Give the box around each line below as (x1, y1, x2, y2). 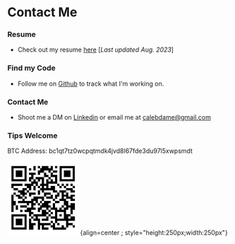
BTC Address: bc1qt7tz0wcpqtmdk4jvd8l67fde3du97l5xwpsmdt (7, 146, 193, 156)
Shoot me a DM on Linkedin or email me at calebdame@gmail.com (17, 113, 212, 122)
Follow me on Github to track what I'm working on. (17, 79, 164, 88)
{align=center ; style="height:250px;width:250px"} (80, 228, 228, 237)
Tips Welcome (7, 131, 58, 140)
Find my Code (7, 63, 56, 73)
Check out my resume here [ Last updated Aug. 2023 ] (17, 45, 174, 54)
